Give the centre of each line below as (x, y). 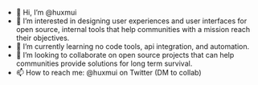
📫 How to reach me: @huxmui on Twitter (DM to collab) (109, 73)
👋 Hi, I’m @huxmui (46, 12)
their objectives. (43, 38)
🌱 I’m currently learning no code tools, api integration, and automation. (133, 47)
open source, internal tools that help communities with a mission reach (133, 29)
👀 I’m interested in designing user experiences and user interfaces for (131, 21)
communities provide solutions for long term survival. (104, 63)
